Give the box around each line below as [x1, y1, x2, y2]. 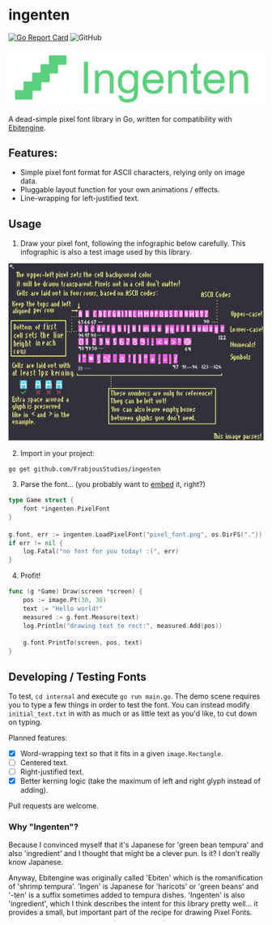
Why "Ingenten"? [8, 821, 79, 832]
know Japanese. [8, 857, 63, 867]
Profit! [19, 570, 41, 581]
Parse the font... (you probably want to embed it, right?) [19, 480, 206, 489]
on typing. [8, 717, 43, 727]
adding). [19, 785, 49, 795]
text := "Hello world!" [23, 604, 104, 613]
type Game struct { [8, 497, 74, 505]
